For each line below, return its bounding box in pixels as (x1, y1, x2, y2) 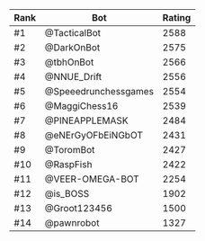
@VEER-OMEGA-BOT (44, 173, 139, 185)
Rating (162, 12, 192, 23)
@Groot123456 (44, 202, 112, 214)
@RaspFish (44, 158, 93, 170)
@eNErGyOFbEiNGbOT (44, 129, 144, 141)
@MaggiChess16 (44, 100, 119, 112)
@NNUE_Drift (44, 71, 102, 83)
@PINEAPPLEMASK (44, 114, 129, 127)
